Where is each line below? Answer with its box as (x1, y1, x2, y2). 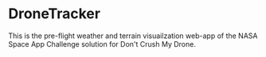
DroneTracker (8, 5, 101, 23)
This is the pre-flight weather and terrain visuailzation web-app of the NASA (8, 31, 258, 40)
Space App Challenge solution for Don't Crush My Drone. (8, 39, 197, 48)
